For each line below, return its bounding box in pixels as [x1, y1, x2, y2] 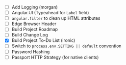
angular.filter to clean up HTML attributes [11, 15, 101, 21]
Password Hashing [11, 49, 50, 55]
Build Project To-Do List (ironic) [11, 37, 76, 43]
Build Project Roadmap [11, 27, 58, 32]
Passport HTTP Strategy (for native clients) [11, 54, 99, 60]
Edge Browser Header [11, 21, 57, 27]
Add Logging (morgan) [11, 4, 58, 10]
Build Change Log [11, 32, 48, 38]
